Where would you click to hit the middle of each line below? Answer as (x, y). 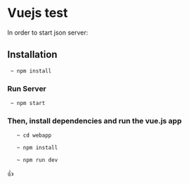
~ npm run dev (37, 160)
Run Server (27, 88)
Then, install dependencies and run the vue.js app (94, 121)
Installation (32, 55)
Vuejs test (38, 13)
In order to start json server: (48, 32)
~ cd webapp (34, 135)
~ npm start (28, 104)
